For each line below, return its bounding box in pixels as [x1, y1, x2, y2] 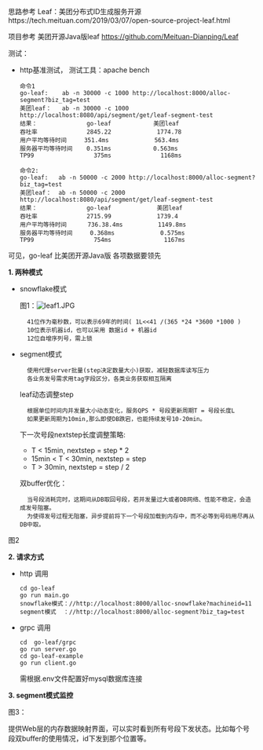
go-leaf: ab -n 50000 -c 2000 [19, 174, 126, 181]
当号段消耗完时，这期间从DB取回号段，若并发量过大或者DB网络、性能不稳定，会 [27, 496, 246, 503]
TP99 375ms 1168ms [19, 152, 182, 159]
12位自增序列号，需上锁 [27, 335, 93, 342]
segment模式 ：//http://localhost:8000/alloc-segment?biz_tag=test [19, 608, 245, 616]
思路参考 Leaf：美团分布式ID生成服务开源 [8, 7, 142, 16]
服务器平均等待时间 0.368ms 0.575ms [19, 229, 185, 237]
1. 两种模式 [8, 268, 43, 276]
